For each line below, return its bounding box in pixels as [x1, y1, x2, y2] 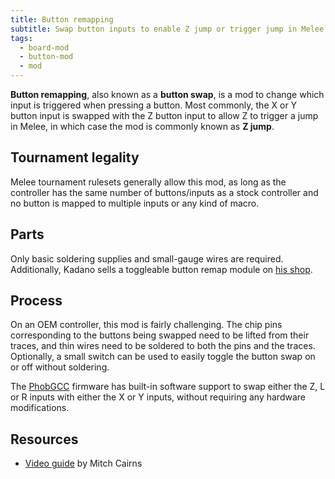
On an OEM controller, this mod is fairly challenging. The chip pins [10, 319, 283, 331]
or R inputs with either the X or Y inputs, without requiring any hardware [10, 391, 306, 403]
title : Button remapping [10, 14, 114, 25]
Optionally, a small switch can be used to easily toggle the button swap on [10, 351, 316, 363]
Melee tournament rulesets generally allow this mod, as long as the [10, 176, 287, 188]
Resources [10, 431, 79, 448]
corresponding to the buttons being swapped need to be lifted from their [10, 329, 310, 341]
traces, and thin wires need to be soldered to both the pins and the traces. [10, 340, 316, 352]
